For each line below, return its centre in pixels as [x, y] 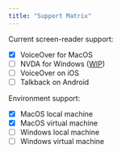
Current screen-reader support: [61, 39]
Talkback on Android [54, 82]
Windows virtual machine [62, 142]
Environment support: [44, 98]
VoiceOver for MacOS [56, 54]
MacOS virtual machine [59, 123]
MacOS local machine [56, 113]
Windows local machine [60, 132]
